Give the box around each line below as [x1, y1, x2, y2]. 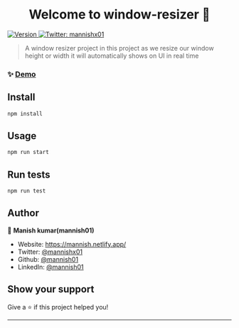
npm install [7, 110, 43, 117]
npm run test [7, 188, 46, 195]
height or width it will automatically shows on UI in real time [24, 51, 199, 60]
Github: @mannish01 [17, 255, 79, 263]
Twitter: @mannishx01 [17, 247, 83, 256]
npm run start [7, 149, 50, 156]
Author [7, 207, 39, 220]
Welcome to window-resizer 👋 [28, 6, 211, 23]
